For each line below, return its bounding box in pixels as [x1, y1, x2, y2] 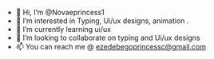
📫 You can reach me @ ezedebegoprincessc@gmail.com [15, 42, 206, 51]
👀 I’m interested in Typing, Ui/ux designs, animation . [15, 16, 189, 26]
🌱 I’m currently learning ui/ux [15, 25, 112, 33]
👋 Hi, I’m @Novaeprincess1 [15, 8, 105, 17]
